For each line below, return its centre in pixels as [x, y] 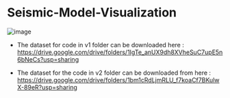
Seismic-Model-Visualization [92, 13]
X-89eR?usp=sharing [47, 87]
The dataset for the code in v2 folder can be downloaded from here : [114, 73]
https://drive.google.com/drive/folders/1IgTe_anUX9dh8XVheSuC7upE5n [120, 52]
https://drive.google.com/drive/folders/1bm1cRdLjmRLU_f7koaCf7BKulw [118, 79]
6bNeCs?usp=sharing [48, 59]
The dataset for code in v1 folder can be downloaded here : [101, 45]
